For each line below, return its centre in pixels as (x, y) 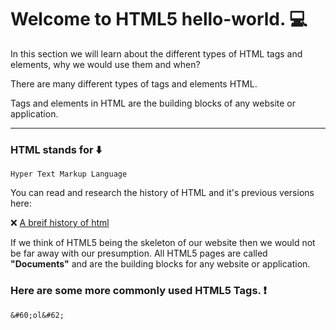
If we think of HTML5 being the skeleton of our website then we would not (163, 243)
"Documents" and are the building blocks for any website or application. (160, 264)
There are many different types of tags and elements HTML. (134, 83)
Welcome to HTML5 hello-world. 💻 (159, 19)
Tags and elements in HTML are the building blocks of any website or (153, 103)
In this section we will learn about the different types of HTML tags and (156, 53)
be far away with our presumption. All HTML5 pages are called (139, 253)
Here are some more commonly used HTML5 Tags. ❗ (138, 291)
